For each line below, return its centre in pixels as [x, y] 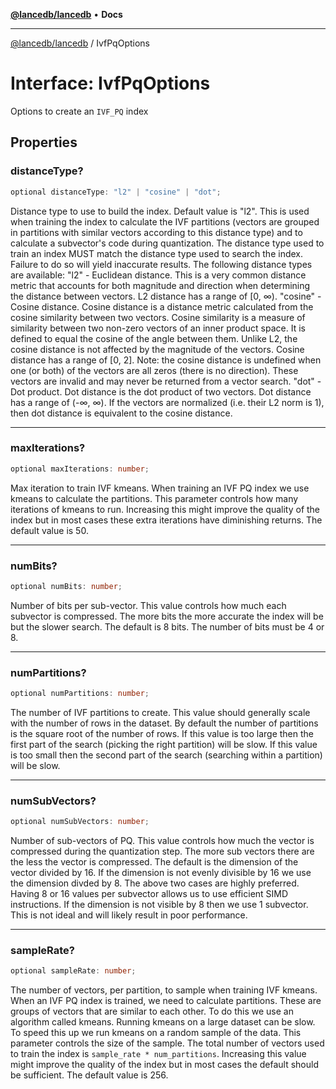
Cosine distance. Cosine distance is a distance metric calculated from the [162, 306]
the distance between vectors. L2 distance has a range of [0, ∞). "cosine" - [166, 296]
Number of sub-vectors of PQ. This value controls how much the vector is [162, 841]
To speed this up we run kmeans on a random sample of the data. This [156, 1033]
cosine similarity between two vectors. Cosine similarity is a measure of [158, 317]
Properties [44, 142]
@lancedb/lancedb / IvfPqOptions [80, 43]
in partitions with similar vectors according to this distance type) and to [156, 232]
